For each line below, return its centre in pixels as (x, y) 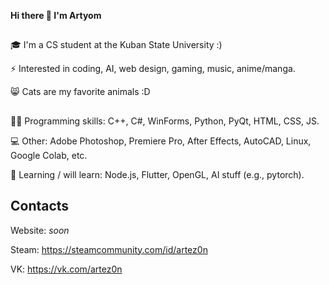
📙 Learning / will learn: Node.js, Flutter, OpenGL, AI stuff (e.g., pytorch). (157, 174)
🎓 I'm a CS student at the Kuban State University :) (116, 45)
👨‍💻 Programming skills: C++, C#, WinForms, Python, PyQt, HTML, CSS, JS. (165, 121)
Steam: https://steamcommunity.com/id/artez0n (109, 249)
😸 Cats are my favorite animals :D (80, 92)
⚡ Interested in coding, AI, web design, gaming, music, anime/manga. (153, 69)
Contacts (40, 206)
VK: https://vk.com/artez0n (66, 269)
